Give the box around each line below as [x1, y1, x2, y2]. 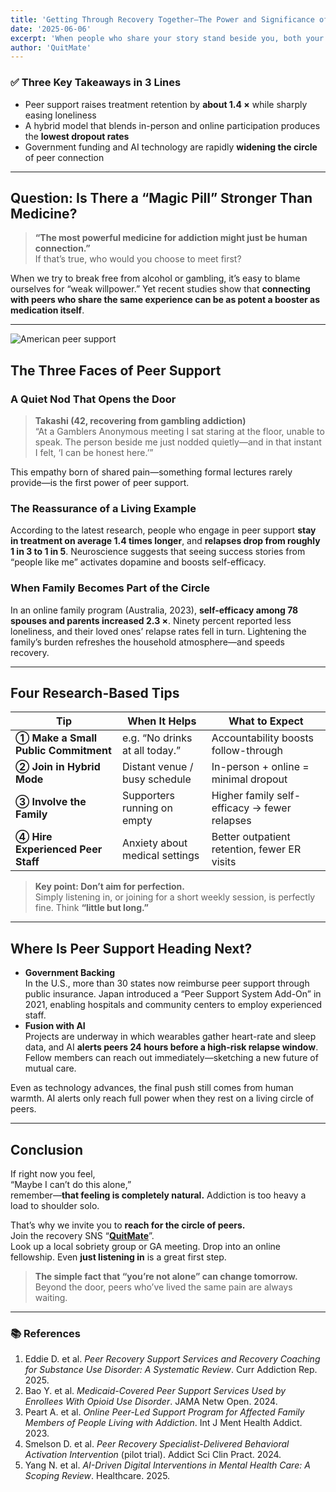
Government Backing [24, 967, 116, 979]
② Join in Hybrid [15, 760, 101, 774]
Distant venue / [121, 760, 194, 774]
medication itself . [10, 304, 85, 316]
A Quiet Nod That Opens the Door [10, 392, 177, 406]
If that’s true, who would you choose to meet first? [34, 253, 242, 265]
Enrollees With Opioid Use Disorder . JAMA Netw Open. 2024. [24, 1396, 278, 1408]
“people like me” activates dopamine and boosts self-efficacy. [10, 556, 267, 568]
